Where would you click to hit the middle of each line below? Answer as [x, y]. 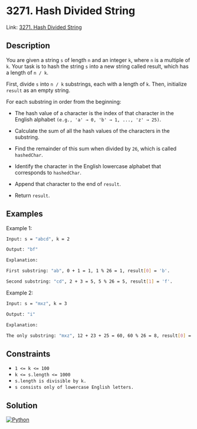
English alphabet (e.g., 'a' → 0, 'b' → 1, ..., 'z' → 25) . [88, 119]
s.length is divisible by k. [50, 381]
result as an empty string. [38, 90]
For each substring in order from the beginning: [64, 101]
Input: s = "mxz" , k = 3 [37, 303]
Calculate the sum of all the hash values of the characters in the [92, 130]
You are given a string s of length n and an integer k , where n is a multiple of [98, 60]
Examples [24, 214]
